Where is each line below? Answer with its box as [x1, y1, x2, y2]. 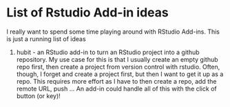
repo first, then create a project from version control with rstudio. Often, [16, 62, 220, 71]
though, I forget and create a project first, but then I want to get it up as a [16, 70, 224, 78]
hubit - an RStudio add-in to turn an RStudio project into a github [16, 48, 200, 56]
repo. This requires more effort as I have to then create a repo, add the [16, 77, 217, 85]
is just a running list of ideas [6, 34, 87, 43]
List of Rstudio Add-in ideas [6, 5, 169, 21]
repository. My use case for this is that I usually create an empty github [16, 55, 218, 63]
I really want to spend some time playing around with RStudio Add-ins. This [6, 27, 220, 36]
